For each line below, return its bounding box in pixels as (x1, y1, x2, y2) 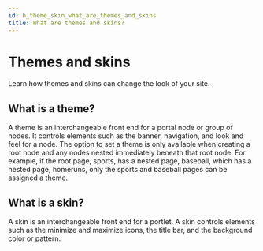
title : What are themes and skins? (8, 19, 125, 27)
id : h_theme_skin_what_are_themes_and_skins (8, 11, 157, 20)
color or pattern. (8, 234, 61, 243)
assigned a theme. (8, 173, 69, 182)
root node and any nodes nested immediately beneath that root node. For (8, 148, 246, 158)
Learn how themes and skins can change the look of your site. (8, 79, 210, 88)
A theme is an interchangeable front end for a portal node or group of (8, 123, 234, 133)
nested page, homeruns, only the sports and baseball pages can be (8, 165, 228, 174)
